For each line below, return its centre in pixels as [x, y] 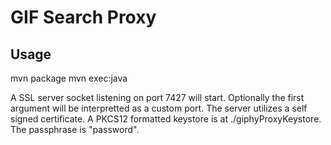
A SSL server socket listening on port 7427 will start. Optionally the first [157, 97]
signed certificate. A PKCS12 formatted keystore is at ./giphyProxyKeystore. [166, 119]
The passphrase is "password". [75, 129]
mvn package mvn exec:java [69, 78]
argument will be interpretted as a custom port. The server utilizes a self [159, 108]
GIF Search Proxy [83, 17]
